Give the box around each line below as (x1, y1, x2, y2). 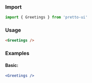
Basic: (5, 62, 18, 68)
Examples (5, 50, 30, 57)
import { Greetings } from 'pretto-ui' (5, 15, 88, 20)
